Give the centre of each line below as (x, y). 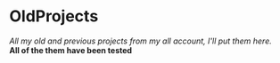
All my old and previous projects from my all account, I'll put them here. (140, 41)
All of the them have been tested (70, 50)
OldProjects (54, 16)
